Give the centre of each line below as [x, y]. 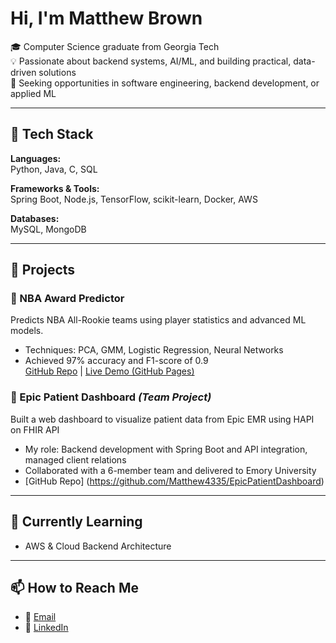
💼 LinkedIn [46, 628]
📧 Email [40, 617]
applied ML [33, 93]
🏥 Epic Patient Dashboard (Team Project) [111, 397]
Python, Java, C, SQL [54, 169]
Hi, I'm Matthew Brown [106, 18]
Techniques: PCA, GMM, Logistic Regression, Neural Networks [154, 350]
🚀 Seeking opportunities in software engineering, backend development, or [165, 83]
